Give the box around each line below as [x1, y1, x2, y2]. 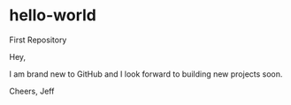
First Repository [9, 34, 67, 45]
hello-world [9, 5, 97, 26]
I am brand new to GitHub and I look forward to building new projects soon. [9, 68, 283, 79]
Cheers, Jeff [9, 86, 55, 96]
